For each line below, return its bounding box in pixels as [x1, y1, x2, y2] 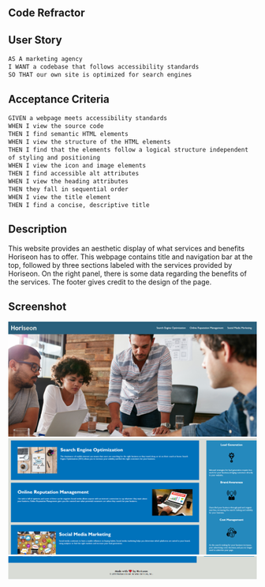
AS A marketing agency [8, 55, 83, 63]
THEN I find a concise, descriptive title [8, 201, 150, 209]
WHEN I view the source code [8, 122, 104, 130]
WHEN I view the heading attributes [8, 178, 129, 186]
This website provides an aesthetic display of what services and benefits [8, 243, 245, 253]
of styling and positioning [8, 154, 101, 162]
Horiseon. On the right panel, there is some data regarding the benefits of [8, 269, 247, 278]
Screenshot [8, 300, 67, 314]
